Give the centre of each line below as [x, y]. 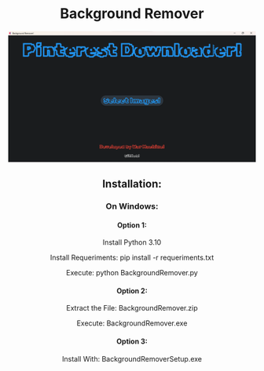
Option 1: [132, 225]
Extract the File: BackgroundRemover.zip [132, 308]
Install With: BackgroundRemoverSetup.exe [132, 358]
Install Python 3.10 [132, 242]
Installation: [132, 184]
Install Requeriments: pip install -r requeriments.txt [132, 258]
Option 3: [132, 341]
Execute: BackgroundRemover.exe [132, 323]
